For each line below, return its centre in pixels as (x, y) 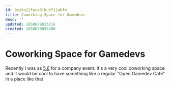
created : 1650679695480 (31, 29)
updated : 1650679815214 (31, 24)
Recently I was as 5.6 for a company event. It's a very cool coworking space (85, 68)
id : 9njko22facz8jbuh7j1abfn (36, 10)
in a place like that (24, 79)
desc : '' (15, 19)
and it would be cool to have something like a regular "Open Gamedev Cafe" (85, 74)
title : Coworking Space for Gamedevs (45, 15)
